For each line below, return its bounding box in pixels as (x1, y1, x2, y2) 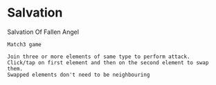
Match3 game (7, 41, 42, 48)
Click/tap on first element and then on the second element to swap (7, 59, 209, 66)
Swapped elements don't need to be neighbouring (7, 71, 150, 78)
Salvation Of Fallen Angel (7, 28, 80, 36)
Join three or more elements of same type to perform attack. (7, 53, 190, 60)
